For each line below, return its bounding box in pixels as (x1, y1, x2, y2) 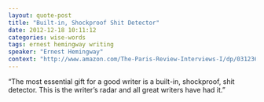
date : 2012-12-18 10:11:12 (8, 26, 97, 34)
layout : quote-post (8, 11, 72, 20)
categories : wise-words (8, 33, 86, 42)
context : (8, 56, 37, 64)
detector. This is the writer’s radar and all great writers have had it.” (8, 85, 225, 94)
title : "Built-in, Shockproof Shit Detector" (8, 19, 159, 27)
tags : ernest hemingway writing (8, 41, 114, 49)
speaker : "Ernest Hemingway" (8, 48, 104, 56)
